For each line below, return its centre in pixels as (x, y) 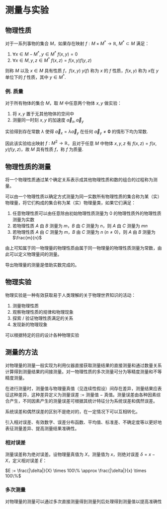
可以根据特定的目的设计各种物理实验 (42, 335)
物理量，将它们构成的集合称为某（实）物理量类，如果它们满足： (70, 202)
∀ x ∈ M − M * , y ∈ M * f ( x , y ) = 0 (45, 54)
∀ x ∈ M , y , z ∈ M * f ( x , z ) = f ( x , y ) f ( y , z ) (52, 60)
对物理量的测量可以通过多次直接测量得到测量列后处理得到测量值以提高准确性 (83, 502)
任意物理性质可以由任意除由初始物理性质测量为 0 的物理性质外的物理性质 (87, 213)
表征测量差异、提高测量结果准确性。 (42, 428)
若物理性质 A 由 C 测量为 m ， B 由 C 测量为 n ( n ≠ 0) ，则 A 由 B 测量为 (84, 232)
